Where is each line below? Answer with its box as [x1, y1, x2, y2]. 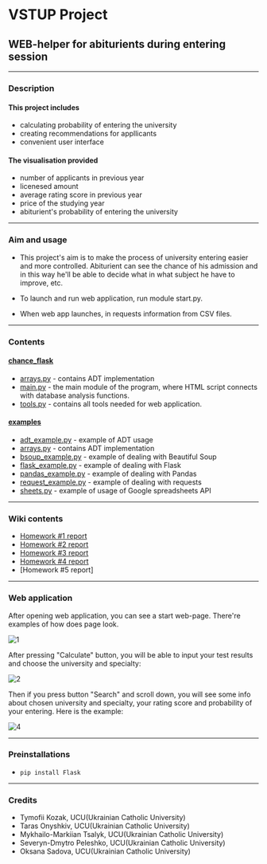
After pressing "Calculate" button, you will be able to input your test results [8, 650, 253, 659]
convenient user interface [19, 137, 105, 147]
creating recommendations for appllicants [19, 129, 157, 139]
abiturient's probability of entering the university [19, 207, 179, 217]
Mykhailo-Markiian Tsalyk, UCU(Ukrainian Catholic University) [19, 830, 224, 839]
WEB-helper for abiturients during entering [8, 37, 226, 51]
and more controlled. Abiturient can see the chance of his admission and [19, 261, 258, 270]
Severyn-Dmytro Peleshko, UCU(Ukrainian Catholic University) [19, 838, 226, 848]
